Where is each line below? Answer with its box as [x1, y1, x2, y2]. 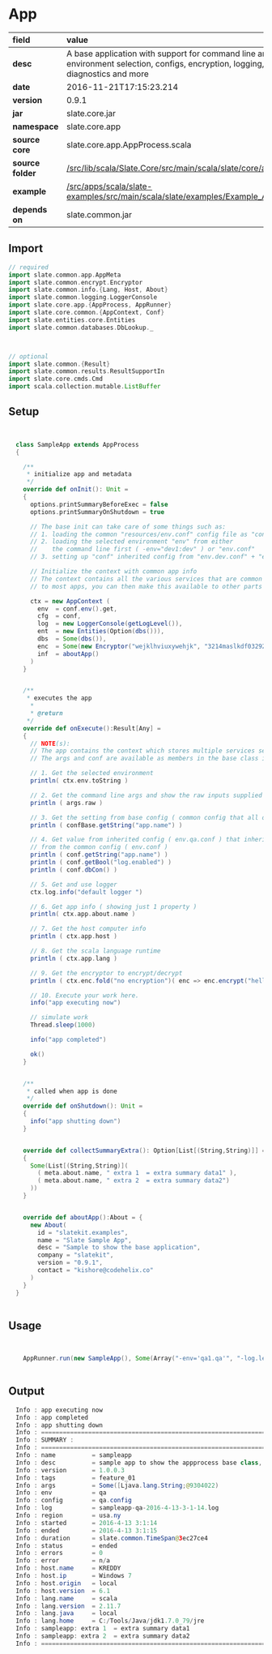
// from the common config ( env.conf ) [29, 843, 168, 851]
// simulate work [29, 1013, 89, 1022]
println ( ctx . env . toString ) [29, 777, 129, 785]
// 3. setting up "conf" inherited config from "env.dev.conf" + [29, 553, 255, 561]
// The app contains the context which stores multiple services [29, 747, 255, 755]
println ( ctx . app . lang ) [29, 954, 117, 962]
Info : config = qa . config [15, 1497, 132, 1505]
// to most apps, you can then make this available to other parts [29, 582, 263, 590]
